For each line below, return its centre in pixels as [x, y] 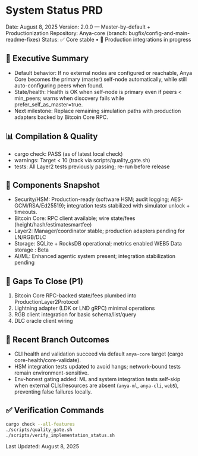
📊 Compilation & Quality [52, 136]
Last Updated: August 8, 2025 [43, 446]
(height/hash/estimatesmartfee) [53, 225]
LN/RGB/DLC [30, 237]
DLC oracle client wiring [43, 321]
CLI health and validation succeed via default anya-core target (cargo [99, 354]
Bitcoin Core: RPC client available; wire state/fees [75, 218]
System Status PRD [54, 10]
